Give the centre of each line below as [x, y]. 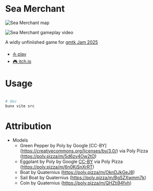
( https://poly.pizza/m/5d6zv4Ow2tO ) [58, 156]
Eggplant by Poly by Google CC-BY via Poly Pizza [71, 161]
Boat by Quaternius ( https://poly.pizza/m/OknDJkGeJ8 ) [77, 172]
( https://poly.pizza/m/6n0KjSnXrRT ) [57, 167]
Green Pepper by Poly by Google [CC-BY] [63, 145]
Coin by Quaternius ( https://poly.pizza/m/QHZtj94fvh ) [76, 183]
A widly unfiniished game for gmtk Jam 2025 [52, 42]
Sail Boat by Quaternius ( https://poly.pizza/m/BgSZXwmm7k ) [83, 177]
